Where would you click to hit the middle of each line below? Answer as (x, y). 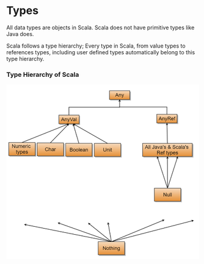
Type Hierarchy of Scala (43, 74)
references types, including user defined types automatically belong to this (101, 52)
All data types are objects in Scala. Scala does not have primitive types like (100, 27)
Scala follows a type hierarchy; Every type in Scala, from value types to (96, 46)
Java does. (20, 34)
